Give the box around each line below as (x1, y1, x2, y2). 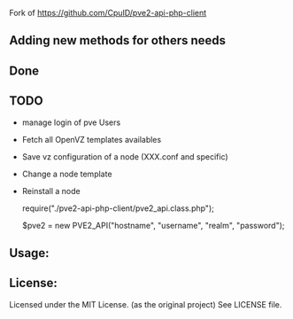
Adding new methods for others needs (9, 33, 227, 48)
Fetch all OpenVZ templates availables (21, 134, 162, 144)
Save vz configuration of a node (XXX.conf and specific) (21, 151, 228, 162)
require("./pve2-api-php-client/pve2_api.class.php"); (21, 203, 214, 214)
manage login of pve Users (21, 117, 121, 128)
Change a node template (21, 168, 112, 179)
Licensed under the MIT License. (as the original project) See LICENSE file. (9, 299, 282, 309)
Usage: (9, 245, 50, 261)
